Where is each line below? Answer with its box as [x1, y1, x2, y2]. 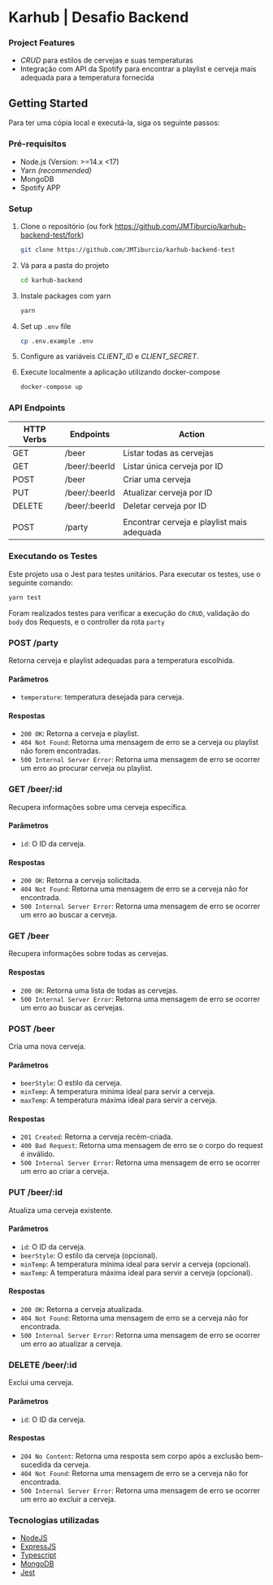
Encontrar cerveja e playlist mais [123, 516, 248, 527]
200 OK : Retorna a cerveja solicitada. [19, 876, 142, 886]
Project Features [8, 37, 76, 49]
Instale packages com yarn [19, 291, 111, 301]
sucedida [19, 1459, 52, 1470]
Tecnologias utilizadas [8, 1514, 100, 1526]
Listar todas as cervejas [123, 447, 214, 458]
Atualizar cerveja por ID [123, 487, 213, 498]
